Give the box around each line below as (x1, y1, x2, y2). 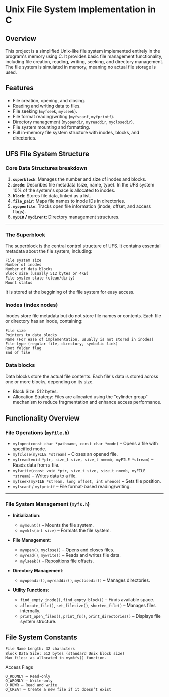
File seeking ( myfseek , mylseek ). (12, 108, 78, 114)
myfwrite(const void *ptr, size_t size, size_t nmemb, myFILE (12, 469, 146, 474)
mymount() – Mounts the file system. (20, 522, 94, 528)
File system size (5, 258, 42, 263)
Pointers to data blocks (5, 333, 57, 338)
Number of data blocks (5, 266, 53, 271)
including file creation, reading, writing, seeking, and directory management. (5, 59, 163, 64)
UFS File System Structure (5, 150, 90, 158)
